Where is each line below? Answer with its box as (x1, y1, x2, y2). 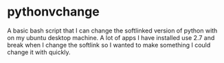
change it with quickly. (7, 48, 71, 56)
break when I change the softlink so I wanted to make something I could (7, 41, 211, 49)
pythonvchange (7, 4, 100, 20)
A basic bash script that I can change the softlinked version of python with (7, 26, 218, 35)
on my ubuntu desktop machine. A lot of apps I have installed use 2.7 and (7, 33, 215, 41)
